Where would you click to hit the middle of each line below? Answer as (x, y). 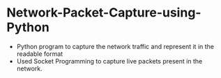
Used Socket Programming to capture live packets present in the (109, 61)
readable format (40, 54)
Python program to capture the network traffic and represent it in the (115, 46)
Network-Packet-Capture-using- (104, 13)
